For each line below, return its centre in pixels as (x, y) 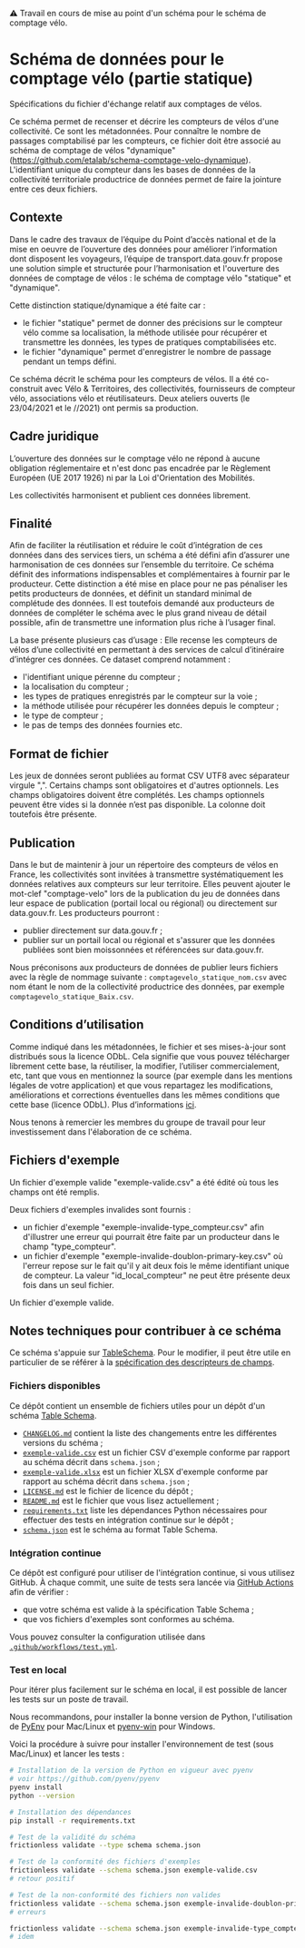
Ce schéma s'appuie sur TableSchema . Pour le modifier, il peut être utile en (150, 1353)
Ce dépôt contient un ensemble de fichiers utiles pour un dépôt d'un (138, 1405)
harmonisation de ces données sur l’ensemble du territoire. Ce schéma (142, 565)
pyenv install (36, 1787)
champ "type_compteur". (69, 1246)
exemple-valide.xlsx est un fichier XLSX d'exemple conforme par (145, 1471)
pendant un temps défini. (69, 361)
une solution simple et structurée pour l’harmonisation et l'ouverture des (144, 268)
